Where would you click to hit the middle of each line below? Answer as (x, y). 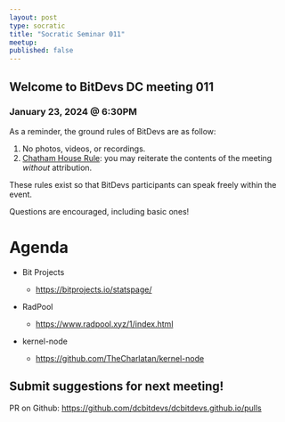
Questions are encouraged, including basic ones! (99, 211)
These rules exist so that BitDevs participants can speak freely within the (143, 184)
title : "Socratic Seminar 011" (67, 34)
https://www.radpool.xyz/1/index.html (104, 324)
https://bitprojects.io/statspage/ (94, 289)
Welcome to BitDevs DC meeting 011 (111, 87)
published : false (41, 51)
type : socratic (37, 26)
